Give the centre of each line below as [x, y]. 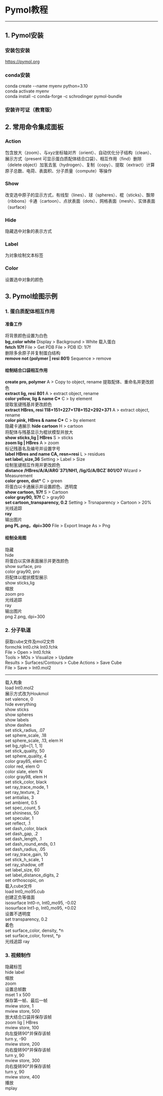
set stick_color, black [26, 782]
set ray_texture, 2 [22, 792]
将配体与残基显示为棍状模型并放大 [39, 432]
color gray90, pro [22, 571]
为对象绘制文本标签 [24, 255]
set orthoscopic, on [24, 880]
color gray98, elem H [26, 776]
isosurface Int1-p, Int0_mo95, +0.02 [41, 908]
